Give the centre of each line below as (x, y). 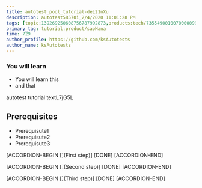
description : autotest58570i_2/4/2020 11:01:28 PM (71, 17)
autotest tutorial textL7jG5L (40, 97)
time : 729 (19, 34)
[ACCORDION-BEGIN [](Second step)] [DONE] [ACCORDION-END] (89, 166)
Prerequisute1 (32, 130)
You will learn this (37, 79)
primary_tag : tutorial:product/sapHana (56, 29)
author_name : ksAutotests (38, 46)
